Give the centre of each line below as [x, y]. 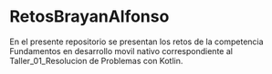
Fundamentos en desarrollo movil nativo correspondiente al [121, 51]
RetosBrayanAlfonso [89, 17]
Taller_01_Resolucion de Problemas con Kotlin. [96, 60]
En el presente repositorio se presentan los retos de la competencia [136, 42]
